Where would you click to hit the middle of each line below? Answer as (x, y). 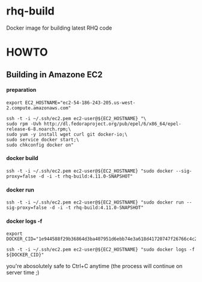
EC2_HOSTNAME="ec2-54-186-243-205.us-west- (80, 103)
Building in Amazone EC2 (54, 75)
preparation (21, 90)
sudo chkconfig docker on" (40, 145)
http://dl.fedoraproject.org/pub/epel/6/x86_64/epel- (113, 124)
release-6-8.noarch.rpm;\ (38, 129)
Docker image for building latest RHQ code (59, 28)
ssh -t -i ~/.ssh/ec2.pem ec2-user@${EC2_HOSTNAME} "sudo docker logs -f (101, 250)
